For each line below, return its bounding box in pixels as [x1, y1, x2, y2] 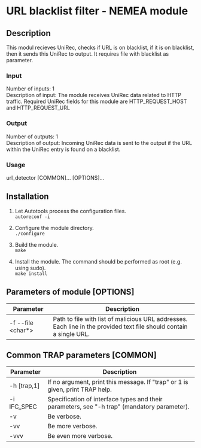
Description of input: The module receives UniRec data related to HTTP [6, 92, 182, 99]
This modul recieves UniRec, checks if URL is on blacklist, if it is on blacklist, [6, 44, 194, 51]
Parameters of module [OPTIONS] [6, 287, 135, 297]
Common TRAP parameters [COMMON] [6, 350, 157, 360]
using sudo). [14, 264, 46, 271]
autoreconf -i [14, 214, 50, 220]
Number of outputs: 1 [6, 133, 59, 140]
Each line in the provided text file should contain [53, 322, 188, 331]
